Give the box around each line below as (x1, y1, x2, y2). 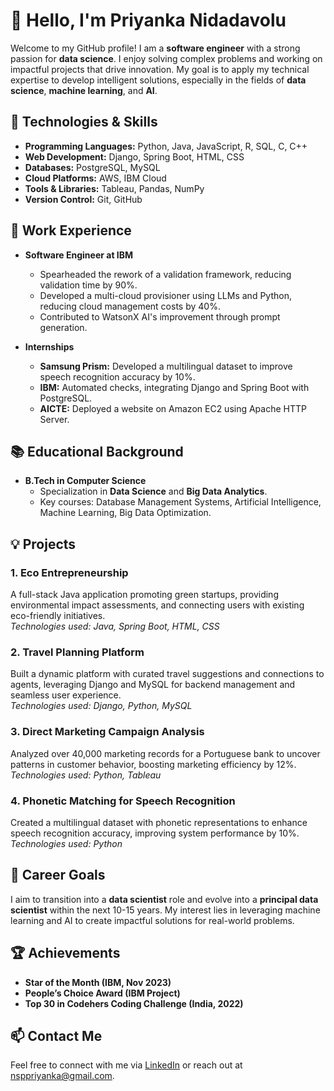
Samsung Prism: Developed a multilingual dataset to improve (39, 360, 293, 372)
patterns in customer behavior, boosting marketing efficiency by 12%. (10, 758, 297, 770)
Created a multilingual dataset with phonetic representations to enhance (10, 816, 308, 828)
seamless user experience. (10, 689, 122, 701)
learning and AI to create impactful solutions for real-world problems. (10, 914, 295, 926)
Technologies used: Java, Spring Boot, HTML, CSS (10, 620, 220, 633)
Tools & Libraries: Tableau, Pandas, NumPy (24, 182, 205, 194)
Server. (39, 413, 70, 425)
